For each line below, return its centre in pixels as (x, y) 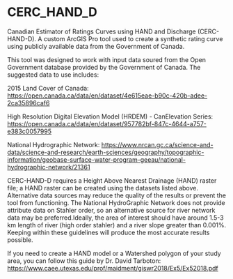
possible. (20, 240)
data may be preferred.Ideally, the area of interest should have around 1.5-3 (115, 218)
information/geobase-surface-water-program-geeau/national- (97, 159)
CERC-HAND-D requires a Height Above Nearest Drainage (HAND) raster (112, 180)
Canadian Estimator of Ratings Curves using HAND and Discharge (102, 31)
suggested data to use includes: (53, 75)
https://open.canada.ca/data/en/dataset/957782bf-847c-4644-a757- (107, 123)
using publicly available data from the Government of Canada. (96, 46)
